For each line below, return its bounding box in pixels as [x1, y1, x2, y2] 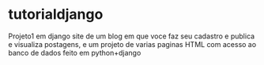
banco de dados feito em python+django [8, 48, 141, 57]
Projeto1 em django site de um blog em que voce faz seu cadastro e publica [8, 31, 255, 41]
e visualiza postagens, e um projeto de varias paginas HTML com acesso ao [8, 39, 257, 49]
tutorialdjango [8, 5, 104, 23]
